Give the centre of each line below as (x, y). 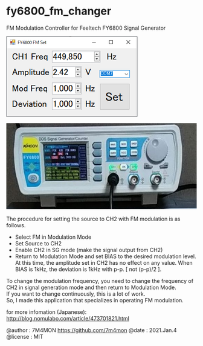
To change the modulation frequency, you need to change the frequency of (100, 281)
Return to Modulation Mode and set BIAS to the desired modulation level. (105, 256)
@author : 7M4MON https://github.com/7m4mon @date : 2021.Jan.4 (92, 330)
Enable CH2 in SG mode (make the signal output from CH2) (89, 250)
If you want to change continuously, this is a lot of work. (76, 294)
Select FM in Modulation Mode (53, 237)
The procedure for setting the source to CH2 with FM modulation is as (93, 219)
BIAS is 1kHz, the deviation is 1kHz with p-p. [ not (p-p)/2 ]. (88, 269)
